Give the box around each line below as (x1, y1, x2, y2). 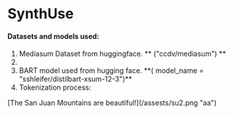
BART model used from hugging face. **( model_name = (18, 66, 204, 75)
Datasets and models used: (7, 31, 100, 40)
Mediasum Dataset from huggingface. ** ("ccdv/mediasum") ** (18, 49, 227, 59)
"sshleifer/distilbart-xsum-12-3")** (18, 75, 132, 84)
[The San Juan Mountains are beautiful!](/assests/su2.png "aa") (7, 98, 217, 108)
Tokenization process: (18, 82, 92, 92)
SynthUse (7, 5, 75, 23)
